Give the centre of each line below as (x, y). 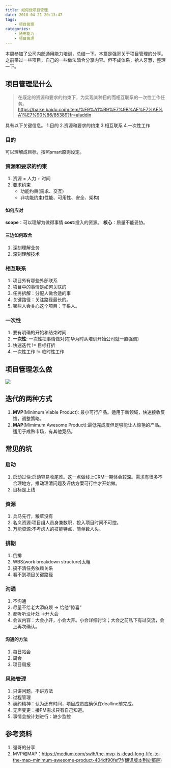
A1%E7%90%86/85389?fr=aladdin (54, 115)
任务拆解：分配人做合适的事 (42, 293)
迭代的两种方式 (29, 399)
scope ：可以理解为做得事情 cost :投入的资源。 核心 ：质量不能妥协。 (77, 222)
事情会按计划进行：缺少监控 (42, 716)
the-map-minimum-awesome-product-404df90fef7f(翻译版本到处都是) (87, 760)
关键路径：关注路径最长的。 (42, 300)
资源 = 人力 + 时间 (32, 179)
